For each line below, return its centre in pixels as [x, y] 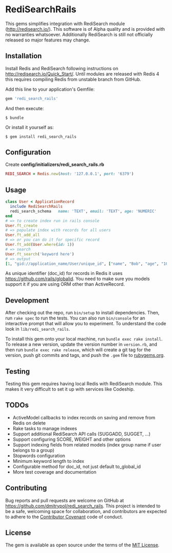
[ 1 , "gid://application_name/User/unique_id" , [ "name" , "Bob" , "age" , [82, 264]
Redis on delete [29, 423]
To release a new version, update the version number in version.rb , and [81, 345]
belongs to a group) [34, 450]
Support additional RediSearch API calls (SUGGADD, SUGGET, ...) [82, 434]
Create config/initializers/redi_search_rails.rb [55, 164]
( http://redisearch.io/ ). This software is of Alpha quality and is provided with [85, 29]
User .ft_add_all [23, 235]
